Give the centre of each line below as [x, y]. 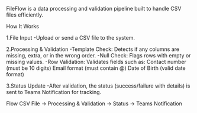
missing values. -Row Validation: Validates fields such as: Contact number [96, 62]
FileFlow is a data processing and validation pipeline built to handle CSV [94, 9]
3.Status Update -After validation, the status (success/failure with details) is [98, 86]
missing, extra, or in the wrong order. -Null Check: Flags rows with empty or [98, 55]
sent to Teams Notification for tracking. [54, 92]
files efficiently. [25, 15]
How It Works [23, 26]
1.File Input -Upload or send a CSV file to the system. [70, 38]
